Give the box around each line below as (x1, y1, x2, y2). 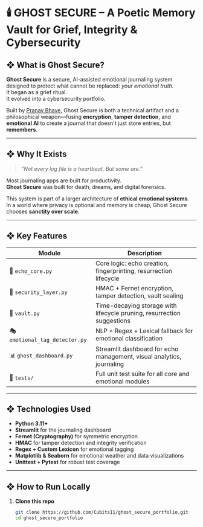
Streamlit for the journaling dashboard (14, 426, 111, 433)
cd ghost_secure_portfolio (14, 515, 83, 521)
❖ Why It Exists (6, 149, 67, 159)
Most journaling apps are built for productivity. (6, 177, 122, 184)
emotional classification (95, 334, 163, 343)
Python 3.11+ (14, 420, 48, 427)
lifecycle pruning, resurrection (95, 308, 181, 317)
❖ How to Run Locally (6, 482, 91, 492)
